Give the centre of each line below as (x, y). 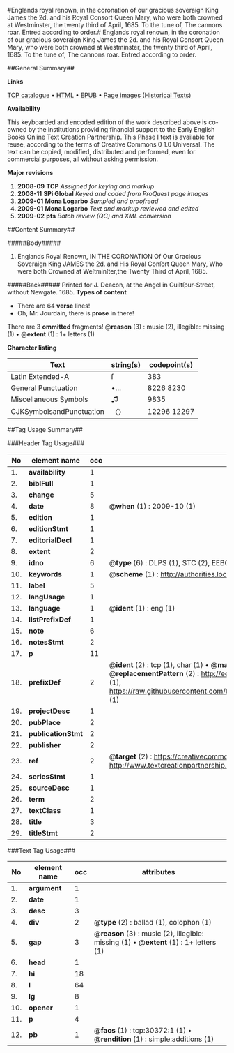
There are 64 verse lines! (54, 306)
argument (45, 888)
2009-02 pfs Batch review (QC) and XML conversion (94, 216)
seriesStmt (47, 776)
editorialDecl (50, 540)
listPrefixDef (50, 619)
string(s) (126, 365)
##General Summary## (41, 68)
